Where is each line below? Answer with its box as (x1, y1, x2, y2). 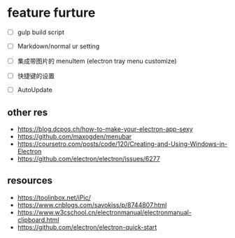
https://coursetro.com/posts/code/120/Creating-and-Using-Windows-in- (17, 140, 228, 148)
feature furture (7, 5, 96, 21)
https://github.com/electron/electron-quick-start (17, 223, 157, 231)
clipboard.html (17, 215, 59, 224)
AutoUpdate (17, 86, 52, 94)
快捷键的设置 (17, 72, 55, 80)
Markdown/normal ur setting (17, 42, 100, 50)
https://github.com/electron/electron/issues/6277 (17, 155, 161, 163)
